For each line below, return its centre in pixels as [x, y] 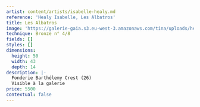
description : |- [26, 73]
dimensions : [21, 51]
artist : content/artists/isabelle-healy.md [61, 12]
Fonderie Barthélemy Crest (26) [52, 78]
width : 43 [24, 61]
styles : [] [20, 45]
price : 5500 [21, 89]
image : [14, 28]
